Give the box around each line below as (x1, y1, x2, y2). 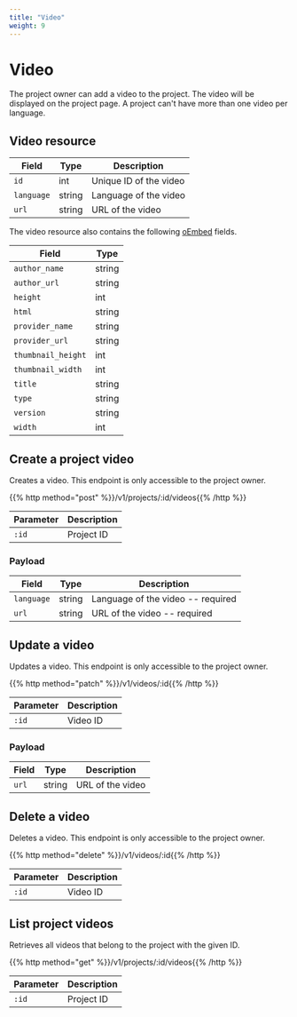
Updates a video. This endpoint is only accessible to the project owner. (9, 661, 269, 671)
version (13, 408, 46, 418)
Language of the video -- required (91, 592, 237, 605)
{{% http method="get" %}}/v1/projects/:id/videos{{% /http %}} (9, 957, 243, 968)
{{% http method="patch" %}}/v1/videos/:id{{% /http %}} (9, 679, 219, 689)
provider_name (13, 322, 74, 331)
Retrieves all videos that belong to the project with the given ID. (9, 940, 240, 950)
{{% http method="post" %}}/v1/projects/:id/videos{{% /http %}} (9, 492, 246, 503)
